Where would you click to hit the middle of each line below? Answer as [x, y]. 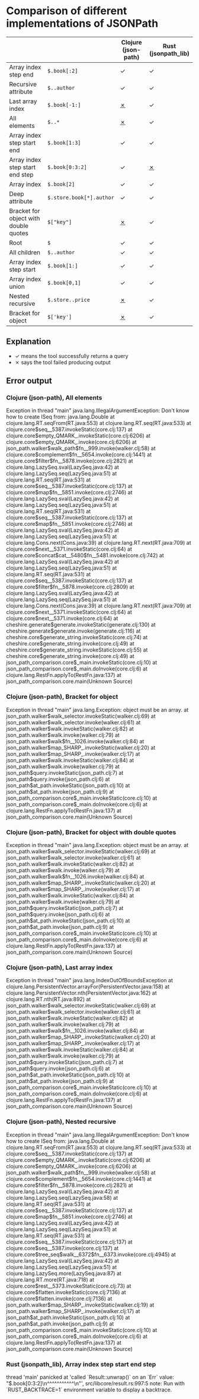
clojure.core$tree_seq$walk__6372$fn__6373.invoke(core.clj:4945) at [91, 1254]
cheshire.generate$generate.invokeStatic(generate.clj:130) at [81, 625]
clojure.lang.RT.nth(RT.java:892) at [49, 999]
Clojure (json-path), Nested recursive [61, 1122]
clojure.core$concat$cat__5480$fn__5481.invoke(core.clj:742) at [85, 555]
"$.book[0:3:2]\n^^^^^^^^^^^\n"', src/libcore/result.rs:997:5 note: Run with [96, 1383]
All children [25, 252]
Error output [29, 381]
